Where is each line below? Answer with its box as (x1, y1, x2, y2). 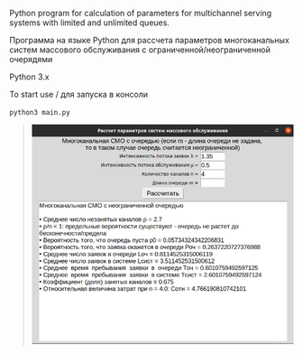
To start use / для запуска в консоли (9, 89, 149, 99)
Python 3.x (9, 71, 50, 82)
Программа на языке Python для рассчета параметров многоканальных (9, 35, 290, 45)
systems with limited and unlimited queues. (9, 17, 170, 28)
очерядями (9, 54, 53, 64)
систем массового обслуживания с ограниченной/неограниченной (9, 44, 271, 55)
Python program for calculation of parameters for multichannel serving (9, 8, 272, 18)
